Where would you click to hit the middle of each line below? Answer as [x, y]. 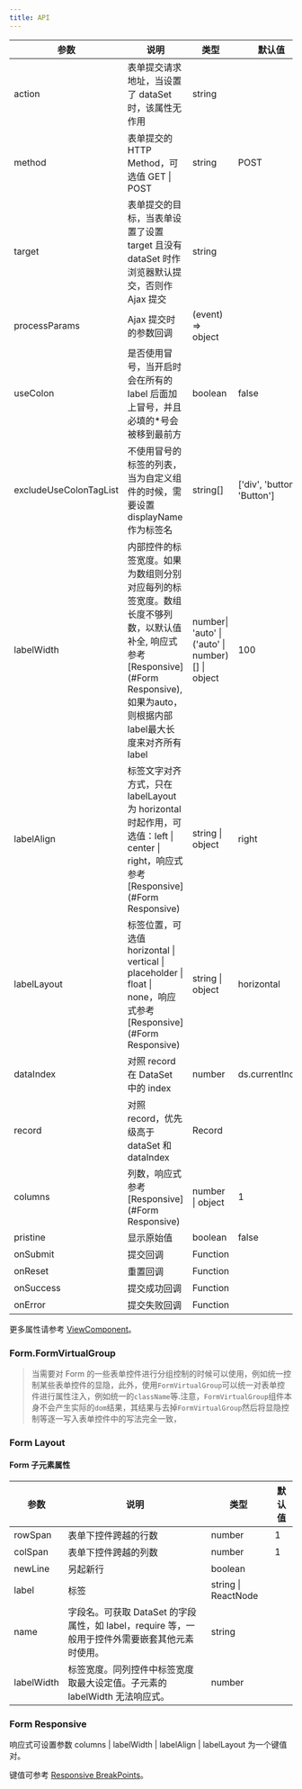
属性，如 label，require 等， [127, 1626]
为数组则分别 [155, 574]
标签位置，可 [155, 925]
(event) [208, 314]
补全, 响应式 [152, 641]
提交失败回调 [155, 1305]
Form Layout [37, 1442]
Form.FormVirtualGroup [63, 1353]
